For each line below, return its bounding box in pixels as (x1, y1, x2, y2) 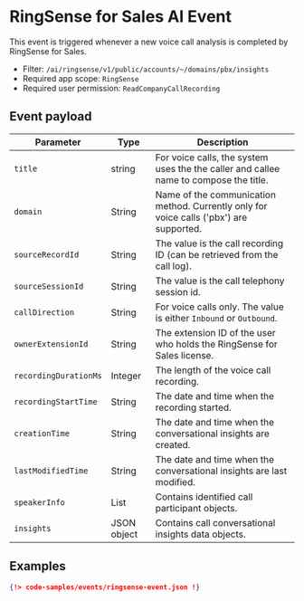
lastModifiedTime (14, 465, 89, 476)
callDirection (14, 307, 75, 318)
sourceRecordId (14, 249, 80, 260)
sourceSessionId (14, 281, 84, 291)
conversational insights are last (155, 464, 288, 477)
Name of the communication (155, 188, 276, 201)
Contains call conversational (155, 516, 276, 529)
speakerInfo (14, 497, 66, 508)
